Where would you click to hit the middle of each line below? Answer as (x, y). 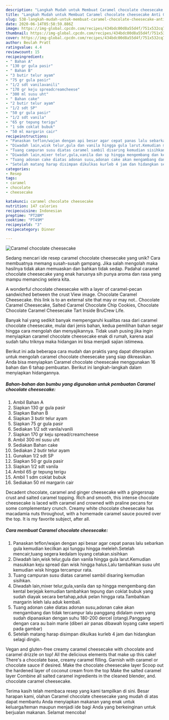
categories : (18, 169)
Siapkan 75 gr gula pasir (38, 424)
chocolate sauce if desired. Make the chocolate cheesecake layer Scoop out (85, 665)
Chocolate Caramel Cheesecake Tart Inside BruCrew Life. (65, 310)
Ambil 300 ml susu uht (36, 439)
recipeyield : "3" (24, 225)
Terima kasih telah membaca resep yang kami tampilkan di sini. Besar (77, 691)
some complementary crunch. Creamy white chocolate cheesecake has (80, 508)
